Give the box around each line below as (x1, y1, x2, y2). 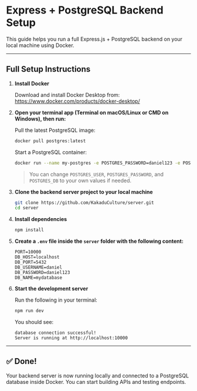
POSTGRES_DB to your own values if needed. (29, 177, 132, 184)
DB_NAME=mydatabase (14, 275, 63, 281)
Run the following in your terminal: (14, 296, 98, 303)
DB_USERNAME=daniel (14, 265, 63, 270)
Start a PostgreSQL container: (14, 148, 87, 156)
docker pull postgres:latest (14, 138, 86, 144)
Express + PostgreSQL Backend (6, 4, 164, 17)
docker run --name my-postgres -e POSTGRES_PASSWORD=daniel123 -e (14, 160, 181, 166)
